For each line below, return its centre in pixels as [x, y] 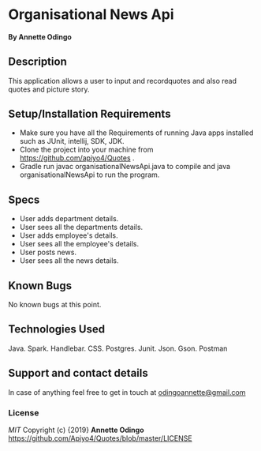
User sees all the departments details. [81, 227]
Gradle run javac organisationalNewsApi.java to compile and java [125, 167]
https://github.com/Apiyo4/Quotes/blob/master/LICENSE [100, 438]
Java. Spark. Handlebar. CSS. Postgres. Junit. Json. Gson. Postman [118, 348]
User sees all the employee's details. [79, 244]
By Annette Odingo [40, 36]
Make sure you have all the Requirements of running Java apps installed [136, 133]
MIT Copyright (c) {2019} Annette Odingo [76, 430]
